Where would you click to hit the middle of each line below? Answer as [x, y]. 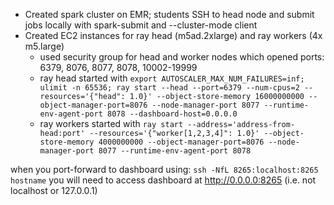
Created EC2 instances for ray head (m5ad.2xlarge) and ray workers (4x [173, 35]
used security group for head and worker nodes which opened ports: [182, 57]
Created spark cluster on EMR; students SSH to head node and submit [169, 14]
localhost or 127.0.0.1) [54, 190]
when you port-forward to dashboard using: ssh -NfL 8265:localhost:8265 [164, 169]
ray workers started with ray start [111, 123]
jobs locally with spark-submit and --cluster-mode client [141, 25]
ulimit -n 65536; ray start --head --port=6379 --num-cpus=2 [169, 88]
